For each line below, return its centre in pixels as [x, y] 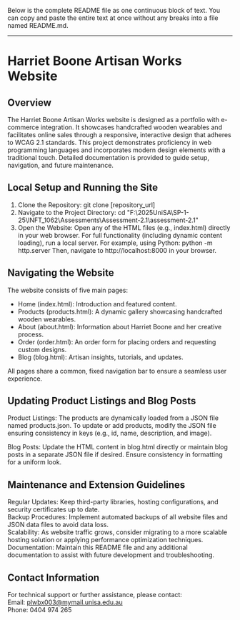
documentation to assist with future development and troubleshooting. [111, 555]
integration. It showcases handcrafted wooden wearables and [131, 127]
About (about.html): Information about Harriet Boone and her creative [120, 326]
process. [31, 334]
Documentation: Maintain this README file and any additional [97, 547]
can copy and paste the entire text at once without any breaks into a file [113, 18]
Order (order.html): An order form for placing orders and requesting [117, 341]
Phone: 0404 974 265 [40, 610]
